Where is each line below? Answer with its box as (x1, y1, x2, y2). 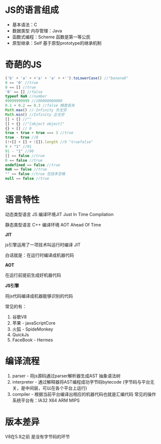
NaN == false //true (5, 167, 48, 172)
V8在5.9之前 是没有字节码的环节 (5, 433, 70, 440)
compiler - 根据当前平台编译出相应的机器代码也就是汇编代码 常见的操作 (12, 391, 156, 397)
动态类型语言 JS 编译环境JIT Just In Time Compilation (5, 211, 114, 217)
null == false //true (5, 176, 50, 181)
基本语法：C (12, 22, 38, 28)
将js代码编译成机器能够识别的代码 (5, 293, 73, 299)
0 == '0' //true (5, 80, 38, 85)
